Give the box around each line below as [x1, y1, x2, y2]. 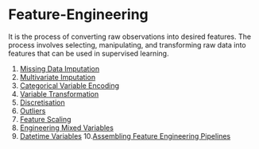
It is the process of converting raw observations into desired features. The [8, 32, 252, 41]
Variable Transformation [19, 89, 99, 98]
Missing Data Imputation [19, 63, 100, 73]
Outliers [19, 105, 46, 116]
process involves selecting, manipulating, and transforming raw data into [8, 40, 246, 49]
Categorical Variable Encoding [19, 81, 120, 90]
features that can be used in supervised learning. [8, 48, 169, 58]
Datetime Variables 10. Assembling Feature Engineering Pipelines [19, 131, 231, 140]
